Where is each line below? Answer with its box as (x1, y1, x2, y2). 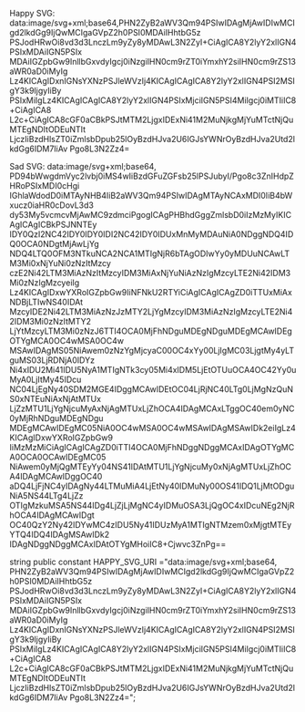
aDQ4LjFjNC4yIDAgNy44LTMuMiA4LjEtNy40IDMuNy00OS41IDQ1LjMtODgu (9, 480, 295, 491)
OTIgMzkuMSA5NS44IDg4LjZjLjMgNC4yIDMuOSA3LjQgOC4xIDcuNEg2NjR (9, 500, 295, 511)
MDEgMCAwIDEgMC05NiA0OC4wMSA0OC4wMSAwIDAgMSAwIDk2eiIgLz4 (9, 423, 296, 433)
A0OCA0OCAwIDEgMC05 (9, 451, 107, 462)
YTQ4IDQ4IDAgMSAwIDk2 (9, 529, 110, 540)
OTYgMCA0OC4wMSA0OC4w (9, 335, 125, 346)
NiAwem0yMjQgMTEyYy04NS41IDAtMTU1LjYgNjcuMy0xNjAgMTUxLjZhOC (9, 461, 292, 472)
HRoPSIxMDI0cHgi (9, 181, 80, 191)
